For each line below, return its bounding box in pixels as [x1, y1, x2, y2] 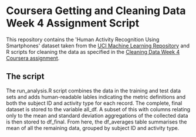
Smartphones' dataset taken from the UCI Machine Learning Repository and [6, 42, 190, 49]
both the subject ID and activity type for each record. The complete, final [6, 100, 183, 107]
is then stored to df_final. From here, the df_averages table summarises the [6, 118, 187, 125]
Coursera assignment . [6, 54, 60, 61]
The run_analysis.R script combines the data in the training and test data [6, 87, 181, 94]
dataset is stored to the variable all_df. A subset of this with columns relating [6, 105, 191, 112]
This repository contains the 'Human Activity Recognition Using [6, 36, 160, 43]
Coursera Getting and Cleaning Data [6, 4, 186, 18]
